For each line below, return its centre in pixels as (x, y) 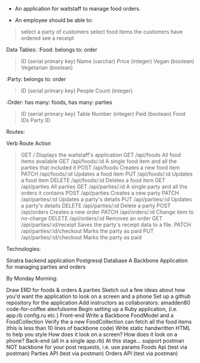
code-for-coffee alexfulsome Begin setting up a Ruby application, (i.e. (92, 309)
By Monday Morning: (32, 278)
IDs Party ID (36, 120)
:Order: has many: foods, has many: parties (59, 102)
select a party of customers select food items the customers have (102, 32)
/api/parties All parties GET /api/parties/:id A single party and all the (104, 187)
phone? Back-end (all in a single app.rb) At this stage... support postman (96, 341)
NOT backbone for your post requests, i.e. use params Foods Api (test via (97, 347)
